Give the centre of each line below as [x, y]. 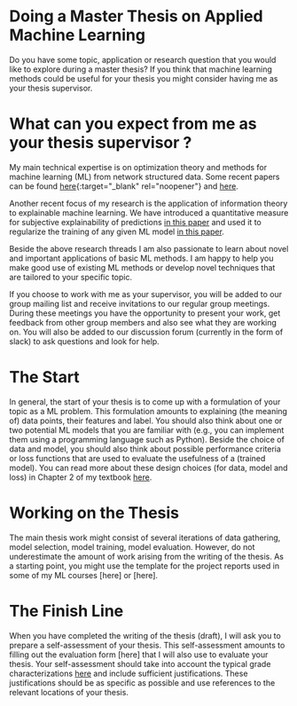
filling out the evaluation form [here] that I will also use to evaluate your [139, 655]
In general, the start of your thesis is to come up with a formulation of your [145, 402]
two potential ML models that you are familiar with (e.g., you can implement [147, 430]
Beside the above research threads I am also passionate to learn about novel [149, 248]
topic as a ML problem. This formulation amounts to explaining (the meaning [148, 411]
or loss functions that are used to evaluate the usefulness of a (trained [137, 458]
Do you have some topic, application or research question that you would [143, 59]
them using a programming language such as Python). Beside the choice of [147, 439]
